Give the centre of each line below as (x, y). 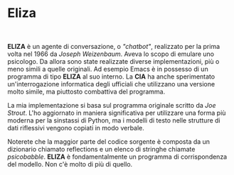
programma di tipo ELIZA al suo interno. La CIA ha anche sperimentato (111, 77)
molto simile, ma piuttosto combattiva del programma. (86, 91)
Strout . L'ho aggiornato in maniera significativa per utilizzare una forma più (117, 113)
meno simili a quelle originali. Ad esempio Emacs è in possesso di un (108, 69)
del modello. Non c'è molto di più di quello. (70, 164)
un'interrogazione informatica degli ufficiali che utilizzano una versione (111, 84)
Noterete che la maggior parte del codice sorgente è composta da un (109, 141)
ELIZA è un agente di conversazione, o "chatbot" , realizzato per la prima (114, 46)
